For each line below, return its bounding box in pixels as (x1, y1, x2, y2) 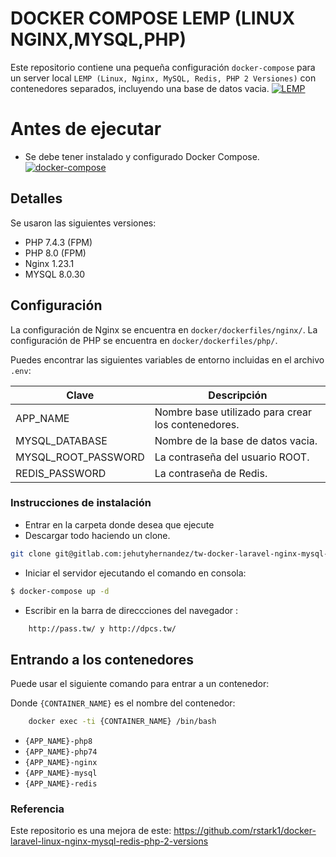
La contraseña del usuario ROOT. (154, 450, 310, 464)
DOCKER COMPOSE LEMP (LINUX (10, 7, 296, 30)
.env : (10, 364, 32, 376)
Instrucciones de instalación (10, 496, 152, 510)
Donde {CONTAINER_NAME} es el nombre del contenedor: (10, 697, 236, 709)
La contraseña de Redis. (154, 466, 268, 480)
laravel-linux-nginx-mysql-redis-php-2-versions (10, 835, 209, 847)
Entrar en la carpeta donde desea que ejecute (24, 518, 215, 531)
